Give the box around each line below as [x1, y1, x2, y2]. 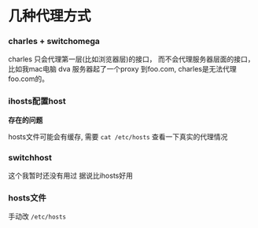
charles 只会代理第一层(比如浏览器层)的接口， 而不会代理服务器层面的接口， [8, 54, 255, 64]
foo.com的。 [8, 74, 50, 83]
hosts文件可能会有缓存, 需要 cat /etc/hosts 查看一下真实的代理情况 [8, 131, 228, 142]
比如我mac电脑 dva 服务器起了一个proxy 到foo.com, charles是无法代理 [8, 64, 238, 74]
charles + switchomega [8, 36, 101, 47]
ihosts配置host [8, 96, 66, 107]
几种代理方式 [8, 7, 92, 25]
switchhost [8, 152, 53, 163]
